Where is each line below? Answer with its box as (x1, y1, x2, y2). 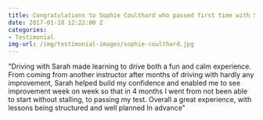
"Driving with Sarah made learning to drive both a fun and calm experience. (8, 62, 252, 71)
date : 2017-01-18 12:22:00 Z (8, 19, 103, 26)
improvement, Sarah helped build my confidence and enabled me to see (8, 79, 241, 88)
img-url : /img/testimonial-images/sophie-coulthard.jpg (8, 41, 194, 48)
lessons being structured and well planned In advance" (8, 103, 186, 113)
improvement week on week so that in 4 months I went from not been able (8, 86, 248, 96)
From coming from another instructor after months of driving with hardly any (8, 70, 254, 79)
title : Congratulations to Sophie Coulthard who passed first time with (8, 11, 250, 19)
